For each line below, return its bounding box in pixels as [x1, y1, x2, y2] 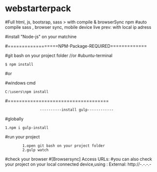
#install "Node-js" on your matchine [5, 34, 77, 39]
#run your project [5, 134, 40, 139]
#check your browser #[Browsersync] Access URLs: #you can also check [5, 156, 152, 162]
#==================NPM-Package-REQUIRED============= [5, 43, 147, 49]
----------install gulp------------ [39, 107, 114, 112]
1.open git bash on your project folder [22, 143, 105, 148]
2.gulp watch [22, 147, 49, 153]
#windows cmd [5, 80, 36, 86]
